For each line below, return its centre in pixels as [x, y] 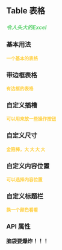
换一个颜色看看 [22, 210]
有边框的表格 [20, 89]
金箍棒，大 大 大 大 [26, 149]
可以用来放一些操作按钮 [31, 119]
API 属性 [18, 226]
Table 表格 [26, 11]
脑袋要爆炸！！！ [27, 241]
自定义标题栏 [25, 196]
